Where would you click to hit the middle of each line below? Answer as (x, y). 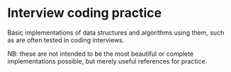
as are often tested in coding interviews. (66, 40)
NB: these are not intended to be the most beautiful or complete (100, 54)
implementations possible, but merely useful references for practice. (107, 61)
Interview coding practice (84, 13)
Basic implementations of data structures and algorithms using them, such (116, 32)
